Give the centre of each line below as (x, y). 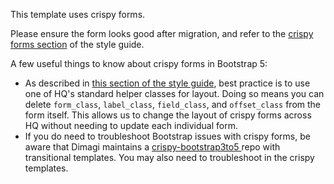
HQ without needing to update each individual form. (131, 125)
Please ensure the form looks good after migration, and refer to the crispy (162, 33)
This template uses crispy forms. (78, 14)
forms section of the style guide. (77, 44)
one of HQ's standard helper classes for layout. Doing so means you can (174, 93)
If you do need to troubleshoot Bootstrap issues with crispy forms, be (167, 136)
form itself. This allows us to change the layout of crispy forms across (168, 115)
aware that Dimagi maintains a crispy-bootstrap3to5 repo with (152, 147)
